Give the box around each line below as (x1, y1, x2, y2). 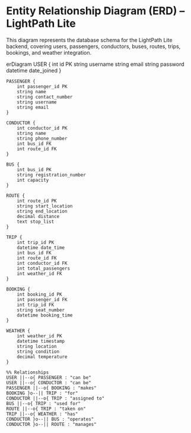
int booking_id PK (17, 291, 62, 298)
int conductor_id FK (17, 260, 68, 266)
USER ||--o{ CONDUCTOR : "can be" (6, 380, 92, 385)
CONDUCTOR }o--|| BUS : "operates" (6, 416, 94, 422)
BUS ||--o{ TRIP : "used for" (6, 400, 81, 406)
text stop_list (17, 219, 55, 225)
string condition (17, 349, 60, 355)
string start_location (17, 203, 73, 209)
